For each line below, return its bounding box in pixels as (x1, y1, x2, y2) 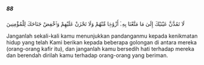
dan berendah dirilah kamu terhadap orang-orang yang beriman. (6, 52, 169, 59)
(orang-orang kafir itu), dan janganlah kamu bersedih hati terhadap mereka (6, 45, 195, 52)
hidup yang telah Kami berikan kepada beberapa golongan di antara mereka (6, 38, 197, 46)
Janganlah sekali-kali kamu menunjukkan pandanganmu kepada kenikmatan (6, 32, 198, 39)
